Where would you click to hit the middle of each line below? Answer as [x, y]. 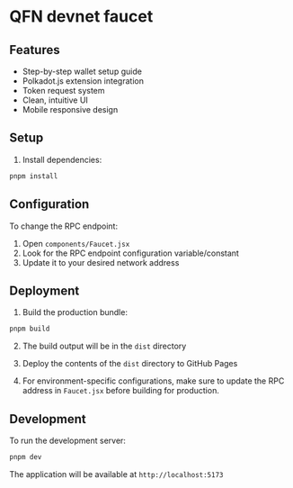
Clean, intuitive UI [55, 100]
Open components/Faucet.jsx [76, 243]
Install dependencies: [62, 159]
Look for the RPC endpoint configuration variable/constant [131, 253]
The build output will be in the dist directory [104, 346]
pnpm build [30, 329]
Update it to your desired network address [101, 262]
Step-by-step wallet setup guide [82, 71]
